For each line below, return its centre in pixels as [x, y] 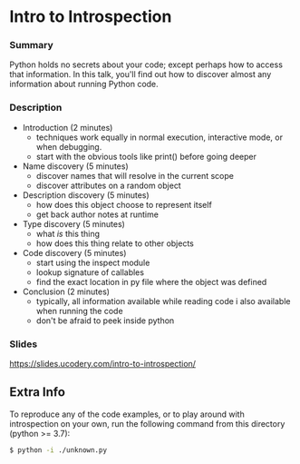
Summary [32, 45]
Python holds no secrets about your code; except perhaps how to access [146, 64]
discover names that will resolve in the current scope [135, 175]
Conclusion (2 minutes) [66, 291]
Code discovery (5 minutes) [74, 252]
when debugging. [69, 146]
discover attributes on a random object [108, 185]
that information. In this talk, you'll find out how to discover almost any [140, 74]
